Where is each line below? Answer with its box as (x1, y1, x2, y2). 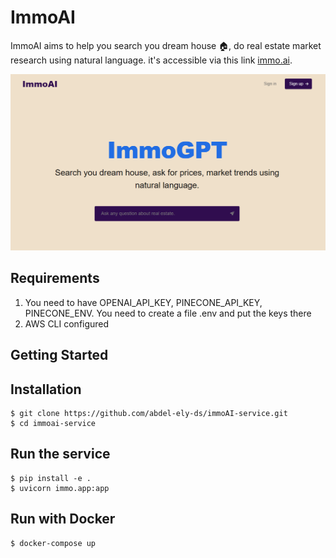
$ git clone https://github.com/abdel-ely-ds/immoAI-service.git (10, 408, 288, 418)
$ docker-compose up (10, 538, 97, 548)
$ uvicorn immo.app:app (10, 483, 110, 493)
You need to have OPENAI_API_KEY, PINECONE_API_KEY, (24, 296, 263, 308)
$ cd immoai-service (10, 418, 97, 428)
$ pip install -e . (10, 473, 92, 483)
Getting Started (10, 347, 109, 364)
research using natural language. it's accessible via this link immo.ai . (10, 54, 293, 66)
